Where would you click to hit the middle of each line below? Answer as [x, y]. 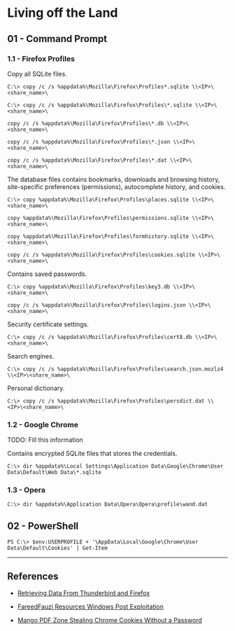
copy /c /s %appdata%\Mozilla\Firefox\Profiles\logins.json [97, 305]
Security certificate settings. [48, 324]
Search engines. [31, 356]
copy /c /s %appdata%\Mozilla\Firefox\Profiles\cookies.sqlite [101, 255]
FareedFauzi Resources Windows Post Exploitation [91, 606]
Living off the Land [63, 13]
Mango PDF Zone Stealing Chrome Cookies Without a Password [110, 620]
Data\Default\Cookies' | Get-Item [58, 548]
